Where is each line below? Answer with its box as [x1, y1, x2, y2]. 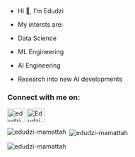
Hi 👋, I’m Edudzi [17, 7, 64, 15]
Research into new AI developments [17, 75, 123, 83]
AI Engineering [17, 61, 61, 70]
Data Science [17, 34, 57, 42]
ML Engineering [17, 48, 64, 56]
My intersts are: [17, 20, 64, 28]
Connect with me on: [7, 92, 81, 102]
